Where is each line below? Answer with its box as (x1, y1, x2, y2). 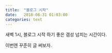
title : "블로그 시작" (5, 7, 49, 13)
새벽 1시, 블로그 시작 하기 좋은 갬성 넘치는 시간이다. (5, 32, 107, 38)
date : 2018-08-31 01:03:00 (5, 12, 68, 17)
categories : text (5, 17, 43, 22)
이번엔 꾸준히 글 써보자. (5, 42, 52, 48)
